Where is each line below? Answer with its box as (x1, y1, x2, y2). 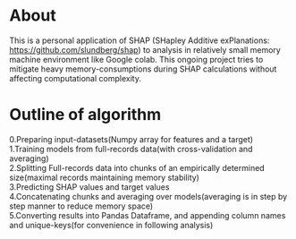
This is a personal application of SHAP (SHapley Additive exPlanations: (9, 35, 270, 46)
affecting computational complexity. (9, 73, 141, 83)
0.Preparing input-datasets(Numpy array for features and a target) (9, 133, 253, 144)
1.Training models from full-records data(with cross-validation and (9, 143, 253, 154)
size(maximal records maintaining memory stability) (9, 172, 199, 183)
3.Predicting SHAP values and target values (9, 181, 170, 192)
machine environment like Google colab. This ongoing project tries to (9, 54, 264, 64)
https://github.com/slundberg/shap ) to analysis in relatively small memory (9, 44, 282, 55)
